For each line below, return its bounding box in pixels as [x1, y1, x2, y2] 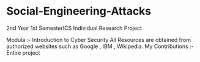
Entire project [6, 49, 40, 56]
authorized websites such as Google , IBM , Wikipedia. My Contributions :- [6, 43, 194, 50]
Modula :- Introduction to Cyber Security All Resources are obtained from [6, 36, 191, 43]
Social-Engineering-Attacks [6, 4, 152, 18]
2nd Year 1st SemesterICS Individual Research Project [6, 24, 143, 32]
